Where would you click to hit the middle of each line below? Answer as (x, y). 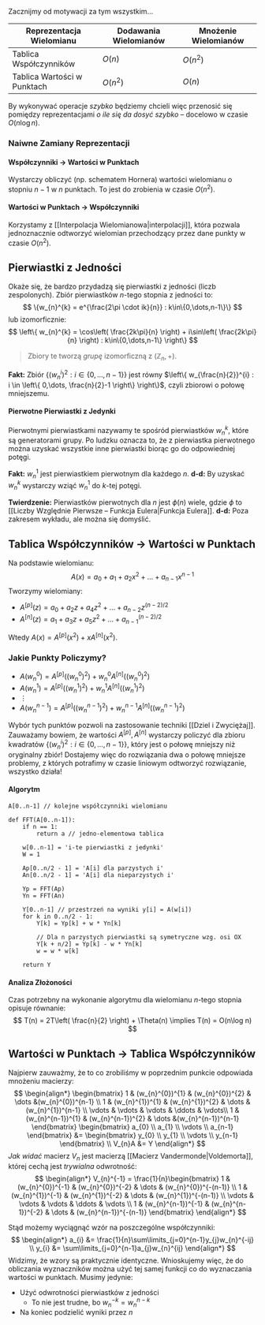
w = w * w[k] (58, 951)
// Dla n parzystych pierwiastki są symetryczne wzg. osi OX (139, 938)
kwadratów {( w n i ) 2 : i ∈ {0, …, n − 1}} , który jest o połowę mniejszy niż (122, 745)
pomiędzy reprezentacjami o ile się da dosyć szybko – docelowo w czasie (128, 114)
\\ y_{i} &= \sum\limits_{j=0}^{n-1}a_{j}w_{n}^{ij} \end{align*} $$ (132, 1248)
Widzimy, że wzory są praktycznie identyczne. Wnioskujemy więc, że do (126, 1260)
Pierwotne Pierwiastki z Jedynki (62, 411)
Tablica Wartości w (47, 77)
